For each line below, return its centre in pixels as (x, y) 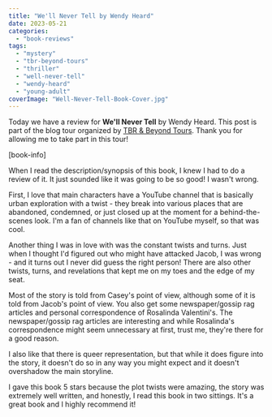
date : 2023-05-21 (38, 24)
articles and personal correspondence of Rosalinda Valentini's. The (121, 312)
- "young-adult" (43, 91)
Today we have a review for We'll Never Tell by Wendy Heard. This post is (133, 122)
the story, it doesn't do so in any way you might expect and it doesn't (124, 363)
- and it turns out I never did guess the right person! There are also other (130, 262)
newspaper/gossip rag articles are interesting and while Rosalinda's (122, 321)
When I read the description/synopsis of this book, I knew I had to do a (127, 170)
